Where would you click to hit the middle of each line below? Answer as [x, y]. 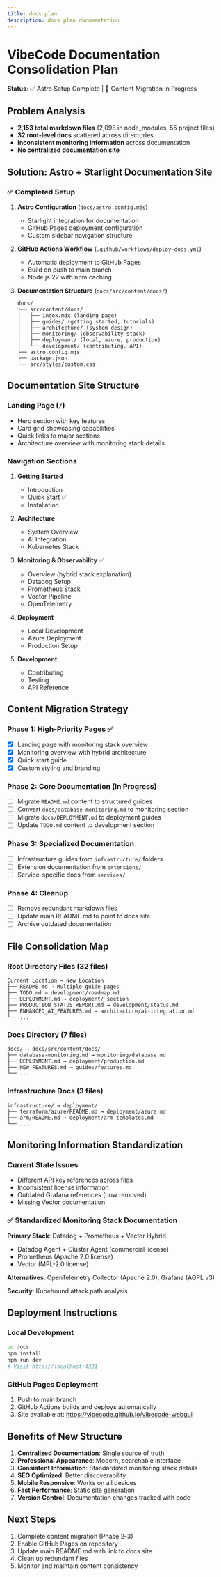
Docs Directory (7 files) [47, 1034]
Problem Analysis [46, 111]
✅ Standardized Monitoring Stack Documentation [92, 1220]
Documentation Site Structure [73, 386]
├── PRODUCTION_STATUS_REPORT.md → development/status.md [93, 1005]
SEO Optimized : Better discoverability [72, 1475]
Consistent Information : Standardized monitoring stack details [107, 1468]
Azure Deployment [54, 638]
